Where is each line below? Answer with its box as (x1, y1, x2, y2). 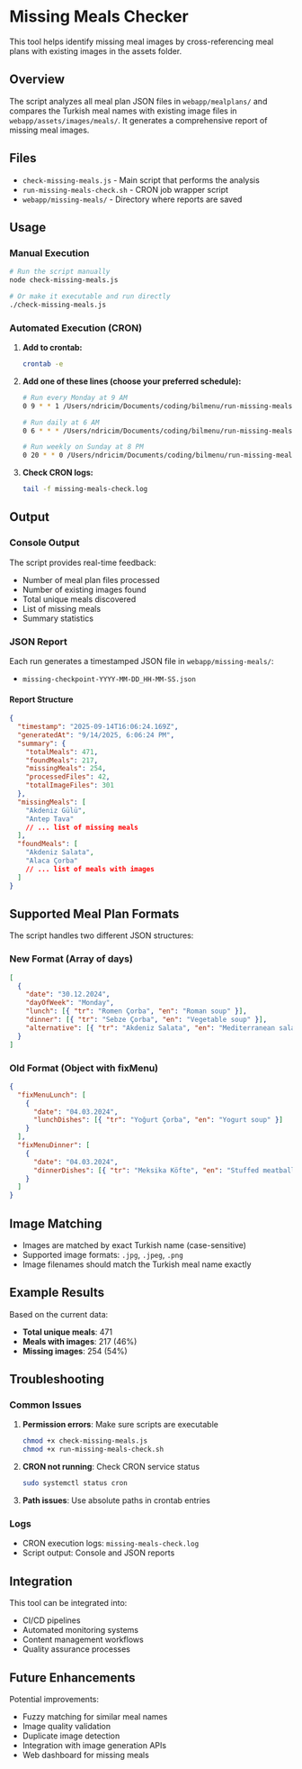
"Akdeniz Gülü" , (25, 806, 87, 815)
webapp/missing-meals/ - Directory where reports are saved (22, 194, 243, 205)
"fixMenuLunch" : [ (17, 1090, 87, 1099)
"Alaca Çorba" (25, 856, 78, 866)
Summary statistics (22, 613, 94, 624)
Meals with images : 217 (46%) (22, 1336, 138, 1346)
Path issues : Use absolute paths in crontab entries (22, 1495, 211, 1506)
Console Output (9, 536, 80, 549)
